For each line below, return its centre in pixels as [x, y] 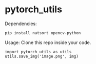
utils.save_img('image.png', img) [42, 56]
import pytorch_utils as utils [38, 52]
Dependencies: [21, 24]
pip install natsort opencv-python [43, 33]
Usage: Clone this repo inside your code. [48, 42]
